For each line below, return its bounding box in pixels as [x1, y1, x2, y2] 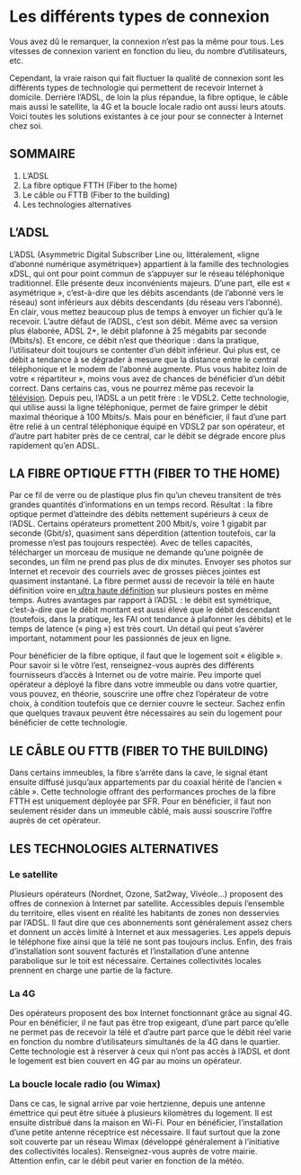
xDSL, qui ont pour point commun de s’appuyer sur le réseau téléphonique [9, 268, 285, 279]
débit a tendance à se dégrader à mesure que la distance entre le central [9, 353, 279, 365]
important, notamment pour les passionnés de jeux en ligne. [9, 633, 232, 644]
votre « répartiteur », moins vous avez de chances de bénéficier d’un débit [9, 373, 286, 384]
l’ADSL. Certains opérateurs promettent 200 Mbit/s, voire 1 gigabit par [9, 519, 267, 530]
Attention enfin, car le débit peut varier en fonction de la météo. [9, 1155, 244, 1166]
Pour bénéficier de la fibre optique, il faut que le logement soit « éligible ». [9, 650, 283, 662]
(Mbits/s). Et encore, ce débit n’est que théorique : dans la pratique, [9, 334, 260, 345]
